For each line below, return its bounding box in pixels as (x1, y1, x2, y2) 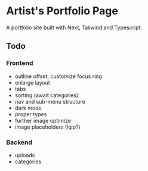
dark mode (14, 104, 42, 111)
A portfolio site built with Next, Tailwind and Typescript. (6, 24, 142, 31)
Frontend (6, 59, 33, 67)
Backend (6, 138, 33, 147)
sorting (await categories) (14, 91, 79, 99)
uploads (14, 151, 35, 158)
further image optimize (14, 117, 72, 124)
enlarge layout (14, 79, 51, 86)
